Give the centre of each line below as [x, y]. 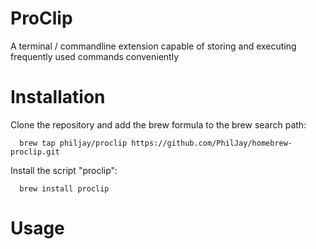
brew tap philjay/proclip [73, 143]
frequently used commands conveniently [95, 56]
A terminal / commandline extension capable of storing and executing [153, 46]
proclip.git [35, 152]
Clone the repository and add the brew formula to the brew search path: [158, 124]
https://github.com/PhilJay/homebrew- [212, 143]
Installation [58, 97]
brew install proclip [64, 188]
